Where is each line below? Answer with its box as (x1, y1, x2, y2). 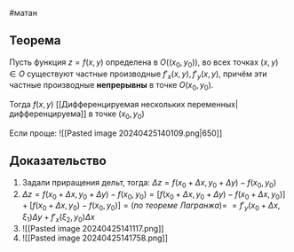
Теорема (9, 33, 61, 48)
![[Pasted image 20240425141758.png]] (21, 232, 169, 243)
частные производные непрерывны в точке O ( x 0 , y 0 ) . (9, 80, 214, 92)
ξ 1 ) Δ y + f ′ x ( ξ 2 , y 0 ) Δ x (21, 212, 95, 224)
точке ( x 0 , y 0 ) (94, 108, 145, 121)
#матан (9, 8, 38, 18)
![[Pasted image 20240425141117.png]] (21, 224, 164, 233)
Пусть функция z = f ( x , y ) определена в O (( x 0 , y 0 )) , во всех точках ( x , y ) (9, 57, 279, 69)
